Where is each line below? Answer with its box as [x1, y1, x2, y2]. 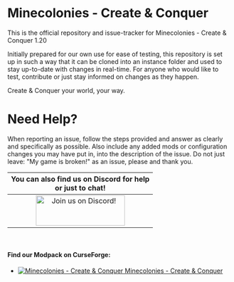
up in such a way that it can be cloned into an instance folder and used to [7, 57, 223, 65]
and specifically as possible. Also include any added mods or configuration [7, 142, 228, 151]
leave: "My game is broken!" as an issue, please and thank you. [7, 157, 193, 166]
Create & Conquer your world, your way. [7, 86, 126, 94]
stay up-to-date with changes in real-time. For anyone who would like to [7, 65, 219, 73]
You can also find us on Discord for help [11, 174, 150, 184]
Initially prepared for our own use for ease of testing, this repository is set [7, 50, 223, 58]
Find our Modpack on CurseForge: [7, 251, 111, 259]
